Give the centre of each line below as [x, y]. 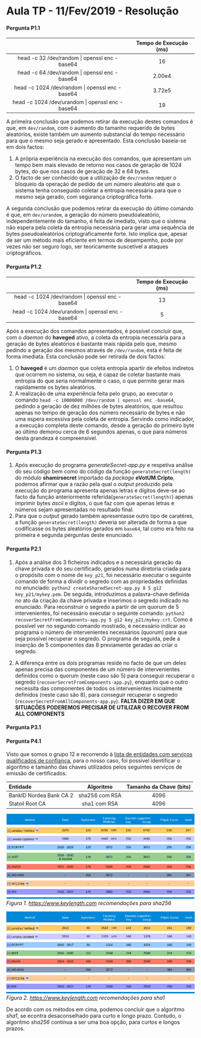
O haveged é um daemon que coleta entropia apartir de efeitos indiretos [104, 368]
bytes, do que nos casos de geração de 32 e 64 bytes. [82, 171]
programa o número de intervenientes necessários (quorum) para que [101, 632]
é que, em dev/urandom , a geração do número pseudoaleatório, [83, 215]
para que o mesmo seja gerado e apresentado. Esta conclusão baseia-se [96, 141]
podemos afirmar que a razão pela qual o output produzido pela [94, 484]
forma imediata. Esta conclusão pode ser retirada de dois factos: [86, 357]
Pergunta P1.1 [23, 28]
